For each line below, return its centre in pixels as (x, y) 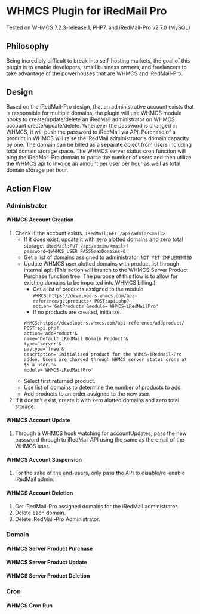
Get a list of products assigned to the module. (89, 289)
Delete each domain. (40, 513)
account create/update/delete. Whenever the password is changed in (92, 125)
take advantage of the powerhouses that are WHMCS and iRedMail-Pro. (95, 73)
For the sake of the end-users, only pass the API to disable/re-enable (100, 473)
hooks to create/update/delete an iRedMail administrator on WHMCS (90, 119)
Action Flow (29, 188)
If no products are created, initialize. (77, 312)
